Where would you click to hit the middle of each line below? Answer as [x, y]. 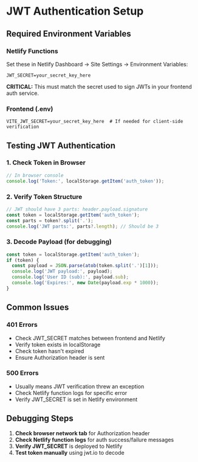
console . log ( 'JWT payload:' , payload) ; [62, 271]
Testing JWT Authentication [61, 145]
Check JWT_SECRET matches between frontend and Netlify [90, 338]
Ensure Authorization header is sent [60, 357]
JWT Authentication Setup [75, 11]
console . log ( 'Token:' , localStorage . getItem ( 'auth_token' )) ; [85, 181]
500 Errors [22, 373]
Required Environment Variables [69, 34]
